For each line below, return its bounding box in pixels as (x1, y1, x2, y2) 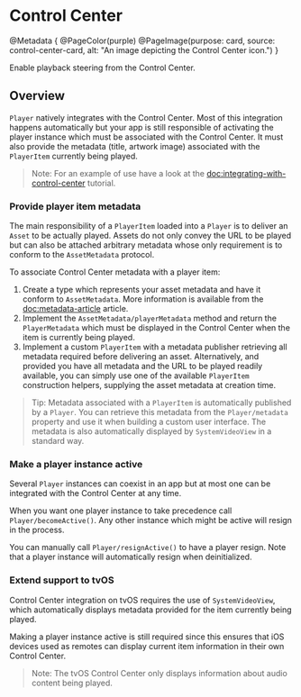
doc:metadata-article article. (22, 303, 129, 314)
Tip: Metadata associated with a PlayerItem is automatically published (31, 397, 292, 408)
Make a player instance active (9, 457, 143, 470)
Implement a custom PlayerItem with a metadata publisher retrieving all (22, 341, 287, 352)
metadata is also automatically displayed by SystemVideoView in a (31, 426, 272, 437)
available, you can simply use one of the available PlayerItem (22, 370, 250, 381)
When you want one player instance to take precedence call (9, 505, 233, 516)
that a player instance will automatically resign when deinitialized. (9, 551, 252, 563)
